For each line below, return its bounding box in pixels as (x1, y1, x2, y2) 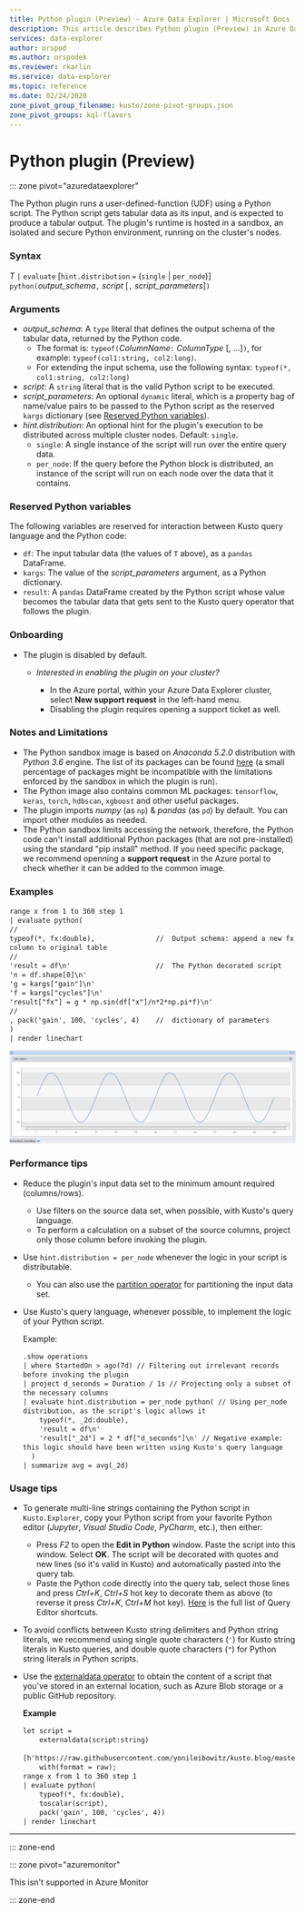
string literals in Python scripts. (22, 1653, 139, 1664)
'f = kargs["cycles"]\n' (9, 989, 103, 998)
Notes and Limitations (9, 726, 109, 739)
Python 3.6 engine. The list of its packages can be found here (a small (22, 756, 285, 767)
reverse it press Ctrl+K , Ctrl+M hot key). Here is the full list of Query (35, 1597, 291, 1608)
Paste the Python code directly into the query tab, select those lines (35, 1578, 290, 1589)
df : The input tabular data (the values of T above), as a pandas (22, 548, 252, 559)
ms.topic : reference (9, 82, 88, 91)
